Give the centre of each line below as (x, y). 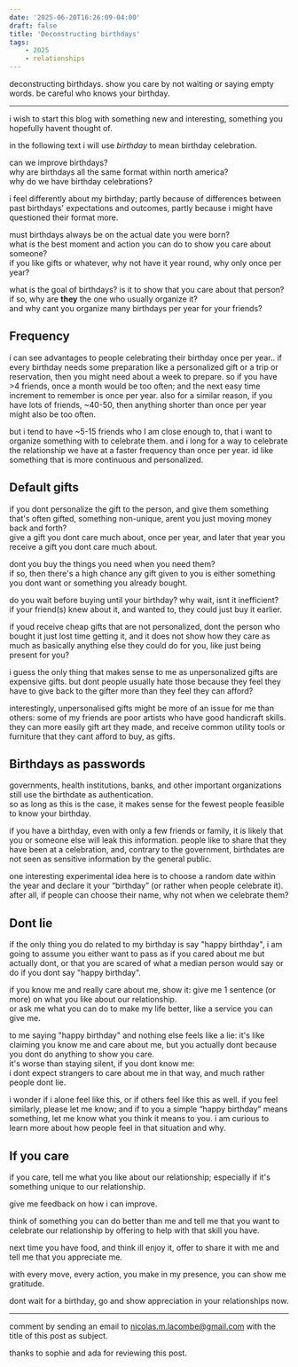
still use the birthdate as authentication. (81, 795)
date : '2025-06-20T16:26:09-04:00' (75, 17)
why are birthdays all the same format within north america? (119, 172)
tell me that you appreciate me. (66, 1257)
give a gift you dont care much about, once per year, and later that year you (147, 537)
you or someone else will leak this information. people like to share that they (148, 840)
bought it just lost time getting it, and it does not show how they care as (140, 636)
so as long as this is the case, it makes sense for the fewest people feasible (147, 805)
